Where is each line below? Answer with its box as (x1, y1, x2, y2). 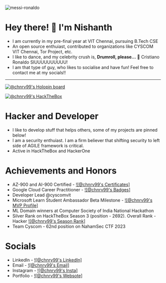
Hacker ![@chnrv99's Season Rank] (12, 218, 85, 224)
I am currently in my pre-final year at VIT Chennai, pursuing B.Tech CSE (12, 38, 159, 44)
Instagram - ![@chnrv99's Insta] (12, 267, 78, 273)
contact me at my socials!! (12, 70, 66, 75)
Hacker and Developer (5, 111, 99, 122)
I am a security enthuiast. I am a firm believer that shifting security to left (12, 137, 160, 143)
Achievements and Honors (5, 165, 117, 177)
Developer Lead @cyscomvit (12, 192, 71, 198)
